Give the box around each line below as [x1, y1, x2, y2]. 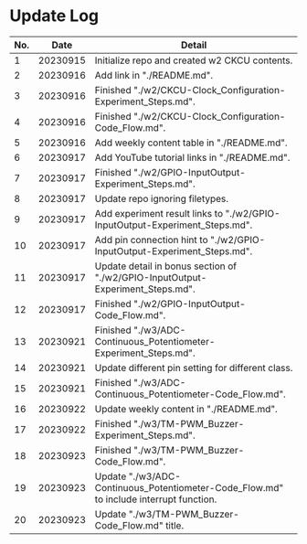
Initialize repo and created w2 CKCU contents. [94, 54, 293, 67]
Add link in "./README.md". [94, 69, 214, 81]
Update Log [9, 5, 100, 27]
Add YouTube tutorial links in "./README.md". [94, 151, 291, 164]
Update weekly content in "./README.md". [94, 402, 279, 415]
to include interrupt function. [94, 493, 217, 506]
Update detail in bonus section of [94, 260, 238, 272]
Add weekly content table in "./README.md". [94, 136, 288, 149]
